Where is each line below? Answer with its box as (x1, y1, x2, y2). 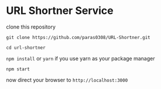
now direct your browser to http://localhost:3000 (6, 76, 128, 83)
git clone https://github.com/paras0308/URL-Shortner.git (6, 34, 150, 40)
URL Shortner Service (6, 4, 114, 17)
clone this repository (6, 23, 56, 30)
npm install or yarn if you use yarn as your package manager (6, 55, 155, 62)
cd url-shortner (6, 45, 46, 51)
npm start (6, 66, 30, 72)
